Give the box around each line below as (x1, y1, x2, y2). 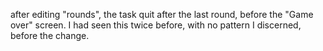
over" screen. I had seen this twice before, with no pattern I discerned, (10, 19, 302, 31)
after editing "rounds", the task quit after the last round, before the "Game (10, 9, 314, 20)
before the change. (10, 30, 90, 41)
